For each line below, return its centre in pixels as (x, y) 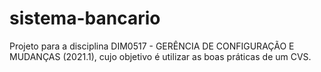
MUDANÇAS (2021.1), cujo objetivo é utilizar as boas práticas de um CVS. (160, 56)
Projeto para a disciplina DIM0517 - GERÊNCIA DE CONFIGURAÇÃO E (152, 46)
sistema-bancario (85, 18)
